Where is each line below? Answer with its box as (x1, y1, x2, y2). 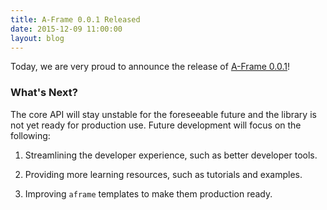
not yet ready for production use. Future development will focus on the (10, 119, 302, 131)
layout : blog (10, 33, 65, 43)
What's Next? (10, 86, 78, 100)
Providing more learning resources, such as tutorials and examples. (24, 168, 303, 180)
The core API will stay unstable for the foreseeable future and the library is (10, 108, 317, 120)
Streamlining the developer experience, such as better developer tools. (24, 149, 318, 161)
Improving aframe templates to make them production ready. (24, 187, 273, 200)
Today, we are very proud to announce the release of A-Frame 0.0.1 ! (10, 61, 291, 73)
